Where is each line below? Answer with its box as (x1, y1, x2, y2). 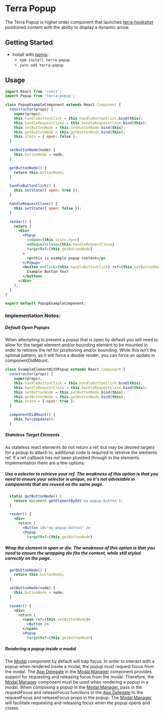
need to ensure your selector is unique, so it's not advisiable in (5, 476, 135, 482)
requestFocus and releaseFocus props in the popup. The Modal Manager (5, 694, 152, 700)
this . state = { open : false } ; (14, 134, 78, 139)
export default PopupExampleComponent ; (5, 301, 86, 306)
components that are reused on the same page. (5, 481, 104, 487)
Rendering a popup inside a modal (5, 646, 77, 652)
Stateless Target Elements (5, 432, 60, 438)
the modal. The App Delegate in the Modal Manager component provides (5, 669, 152, 674)
